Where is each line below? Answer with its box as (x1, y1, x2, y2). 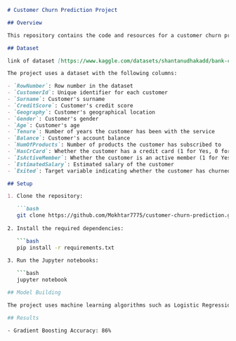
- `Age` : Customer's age (7, 121, 80, 129)
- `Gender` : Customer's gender (7, 115, 99, 122)
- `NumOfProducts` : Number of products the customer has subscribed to (7, 141, 221, 149)
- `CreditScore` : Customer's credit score (7, 102, 133, 109)
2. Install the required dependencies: (7, 225, 124, 232)
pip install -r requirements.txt (16, 244, 114, 251)
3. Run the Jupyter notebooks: (7, 257, 99, 265)
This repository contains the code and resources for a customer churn (7, 32, 221, 39)
